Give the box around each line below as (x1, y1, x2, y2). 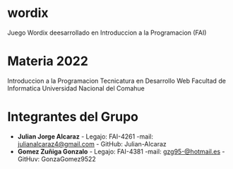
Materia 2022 (7, 53, 88, 69)
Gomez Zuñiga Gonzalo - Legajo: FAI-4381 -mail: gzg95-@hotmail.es (17, 147, 221, 156)
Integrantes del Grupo (7, 109, 139, 125)
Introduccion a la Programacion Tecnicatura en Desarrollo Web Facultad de (7, 76, 226, 85)
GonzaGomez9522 (41, 154, 97, 163)
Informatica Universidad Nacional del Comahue (7, 83, 145, 93)
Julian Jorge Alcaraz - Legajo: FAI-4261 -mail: (17, 132, 154, 141)
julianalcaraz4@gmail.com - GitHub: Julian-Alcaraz (17, 139, 167, 148)
